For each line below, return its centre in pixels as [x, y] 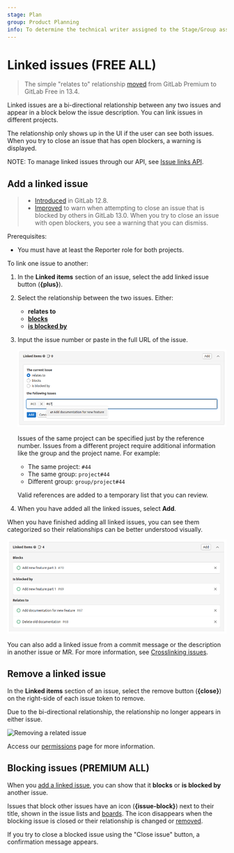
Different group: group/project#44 [76, 481]
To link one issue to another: [48, 264]
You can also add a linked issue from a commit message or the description [114, 644]
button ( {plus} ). [40, 284]
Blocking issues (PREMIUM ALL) [78, 768]
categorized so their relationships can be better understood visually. [105, 529]
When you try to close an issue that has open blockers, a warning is [104, 141]
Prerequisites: [27, 237]
